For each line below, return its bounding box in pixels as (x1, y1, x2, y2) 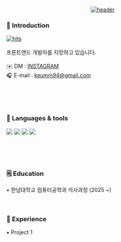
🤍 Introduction (6, 21, 50, 29)
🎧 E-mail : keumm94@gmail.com (6, 71, 91, 79)
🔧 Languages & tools (6, 114, 68, 123)
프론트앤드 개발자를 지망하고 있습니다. (6, 49, 97, 56)
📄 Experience (6, 215, 47, 223)
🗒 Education (6, 169, 44, 178)
